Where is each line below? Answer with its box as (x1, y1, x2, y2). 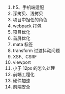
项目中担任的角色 (12, 17, 48, 22)
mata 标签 (12, 42, 33, 47)
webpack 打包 (12, 23, 41, 29)
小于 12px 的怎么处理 (12, 65, 55, 71)
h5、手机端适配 (12, 4, 44, 10)
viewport (12, 59, 31, 65)
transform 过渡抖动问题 (12, 47, 61, 53)
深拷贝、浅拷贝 (12, 10, 43, 16)
